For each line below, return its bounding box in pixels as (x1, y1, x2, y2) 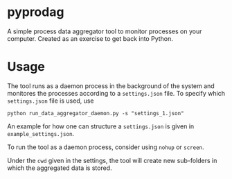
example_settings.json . (7, 129, 75, 137)
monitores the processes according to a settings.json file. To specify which (7, 89, 225, 97)
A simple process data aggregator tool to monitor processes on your (7, 27, 202, 35)
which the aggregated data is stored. (7, 164, 112, 172)
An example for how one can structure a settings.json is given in (7, 122, 195, 130)
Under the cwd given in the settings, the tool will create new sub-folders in (7, 156, 217, 164)
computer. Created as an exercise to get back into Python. (7, 34, 173, 42)
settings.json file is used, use (7, 96, 94, 105)
